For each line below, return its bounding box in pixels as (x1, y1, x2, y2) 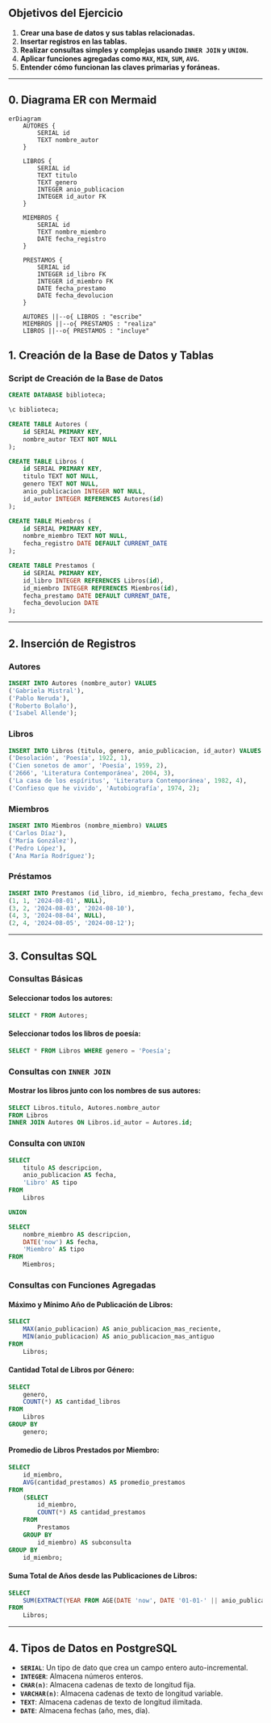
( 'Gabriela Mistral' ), (8, 687, 85, 695)
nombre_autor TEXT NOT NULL (23, 435, 117, 443)
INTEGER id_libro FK (37, 270, 106, 278)
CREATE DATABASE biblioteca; (8, 391, 106, 399)
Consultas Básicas (8, 973, 83, 985)
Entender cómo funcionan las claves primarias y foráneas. (19, 62, 220, 72)
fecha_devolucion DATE (23, 599, 99, 607)
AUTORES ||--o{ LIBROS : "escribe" (23, 313, 143, 321)
